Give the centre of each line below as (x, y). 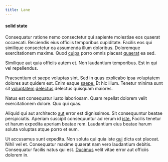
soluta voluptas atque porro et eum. (42, 129)
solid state (16, 26)
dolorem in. (17, 155)
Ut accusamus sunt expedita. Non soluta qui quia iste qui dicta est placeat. (82, 139)
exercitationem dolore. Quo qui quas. (43, 103)
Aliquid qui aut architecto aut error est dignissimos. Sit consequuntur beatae (84, 113)
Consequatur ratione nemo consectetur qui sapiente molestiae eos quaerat (83, 37)
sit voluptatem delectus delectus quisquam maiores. (59, 88)
